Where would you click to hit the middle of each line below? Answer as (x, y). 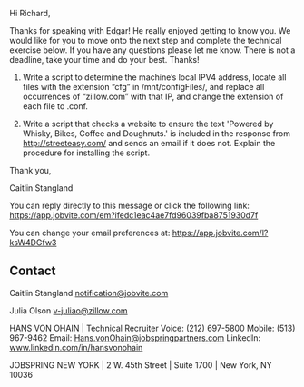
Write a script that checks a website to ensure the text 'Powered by (148, 124)
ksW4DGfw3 (33, 243)
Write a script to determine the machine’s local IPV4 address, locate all (154, 77)
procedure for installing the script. (86, 153)
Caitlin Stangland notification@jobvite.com (89, 293)
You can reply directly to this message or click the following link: (129, 205)
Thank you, (30, 170)
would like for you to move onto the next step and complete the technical (146, 40)
